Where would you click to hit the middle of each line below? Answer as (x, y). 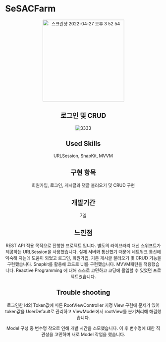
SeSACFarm (30, 9)
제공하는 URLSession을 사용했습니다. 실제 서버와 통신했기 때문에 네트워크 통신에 (83, 252)
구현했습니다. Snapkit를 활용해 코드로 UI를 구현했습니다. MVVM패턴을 (75, 264)
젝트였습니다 (83, 277)
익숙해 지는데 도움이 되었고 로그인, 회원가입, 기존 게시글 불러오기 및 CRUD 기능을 (83, 258)
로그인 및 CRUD (83, 116)
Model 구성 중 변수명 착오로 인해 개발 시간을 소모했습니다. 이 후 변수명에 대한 (81, 328)
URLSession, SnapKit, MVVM (83, 156)
